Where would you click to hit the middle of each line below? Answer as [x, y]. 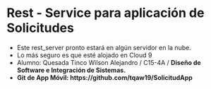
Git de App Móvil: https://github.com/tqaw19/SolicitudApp [105, 77]
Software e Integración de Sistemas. [71, 70]
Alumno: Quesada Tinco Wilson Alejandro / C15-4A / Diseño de [109, 62]
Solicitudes [41, 28]
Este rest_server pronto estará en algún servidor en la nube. [104, 47]
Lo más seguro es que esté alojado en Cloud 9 [84, 55]
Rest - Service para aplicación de [105, 13]
